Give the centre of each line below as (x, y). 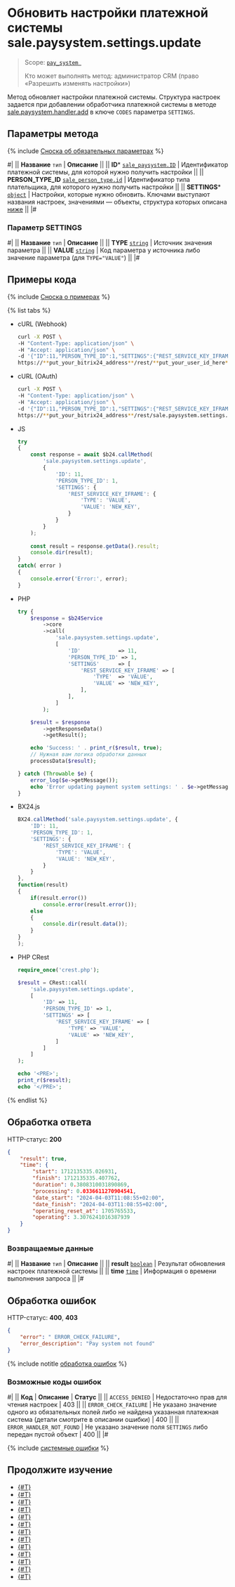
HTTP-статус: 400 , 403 (43, 1318)
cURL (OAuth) (38, 377)
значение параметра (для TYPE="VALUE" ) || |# (74, 258)
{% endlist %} (27, 1100)
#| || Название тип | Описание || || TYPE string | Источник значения (110, 243)
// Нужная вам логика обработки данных (89, 755)
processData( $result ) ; (63, 761)
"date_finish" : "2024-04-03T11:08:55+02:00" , (100, 1204)
